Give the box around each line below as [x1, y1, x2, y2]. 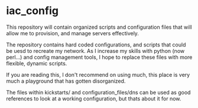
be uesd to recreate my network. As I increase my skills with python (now [6, 47, 185, 54]
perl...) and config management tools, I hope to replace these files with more [6, 53, 193, 60]
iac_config [6, 4, 59, 18]
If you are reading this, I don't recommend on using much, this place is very [6, 71, 190, 78]
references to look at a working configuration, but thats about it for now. [6, 95, 181, 102]
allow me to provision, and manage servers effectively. [6, 29, 139, 36]
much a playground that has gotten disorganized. [6, 77, 126, 85]
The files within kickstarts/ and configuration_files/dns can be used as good [6, 89, 191, 96]
